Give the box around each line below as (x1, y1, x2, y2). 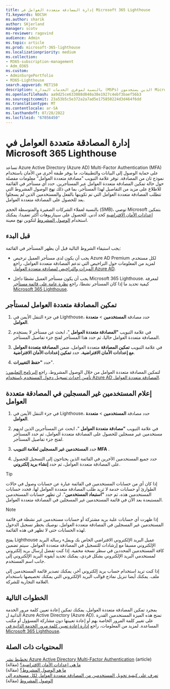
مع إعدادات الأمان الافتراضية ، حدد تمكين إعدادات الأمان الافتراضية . (13, 350, 135, 356)
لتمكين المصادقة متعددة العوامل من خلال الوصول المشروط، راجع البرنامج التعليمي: (6, 369, 160, 375)
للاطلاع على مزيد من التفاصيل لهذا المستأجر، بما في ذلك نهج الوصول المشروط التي (6, 186, 161, 192)
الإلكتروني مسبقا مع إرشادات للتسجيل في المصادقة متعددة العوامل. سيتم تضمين (6, 542, 156, 548)
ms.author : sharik (6, 17, 44, 22)
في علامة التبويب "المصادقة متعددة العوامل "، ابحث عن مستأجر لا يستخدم (13, 329, 151, 335)
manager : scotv (6, 26, 38, 31)
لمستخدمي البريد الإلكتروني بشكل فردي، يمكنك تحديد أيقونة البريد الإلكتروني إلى (6, 553, 156, 559)
